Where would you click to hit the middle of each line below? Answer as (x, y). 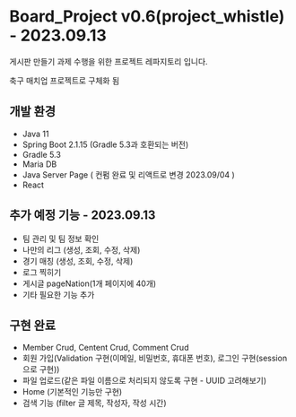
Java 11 (35, 134)
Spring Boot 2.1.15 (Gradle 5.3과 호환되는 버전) (105, 144)
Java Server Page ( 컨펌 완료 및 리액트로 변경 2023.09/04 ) (128, 174)
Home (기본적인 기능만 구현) (72, 392)
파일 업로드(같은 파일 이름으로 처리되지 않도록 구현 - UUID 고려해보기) (144, 381)
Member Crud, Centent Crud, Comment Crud (105, 348)
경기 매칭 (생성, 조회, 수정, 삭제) (78, 261)
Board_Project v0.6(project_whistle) (147, 17)
